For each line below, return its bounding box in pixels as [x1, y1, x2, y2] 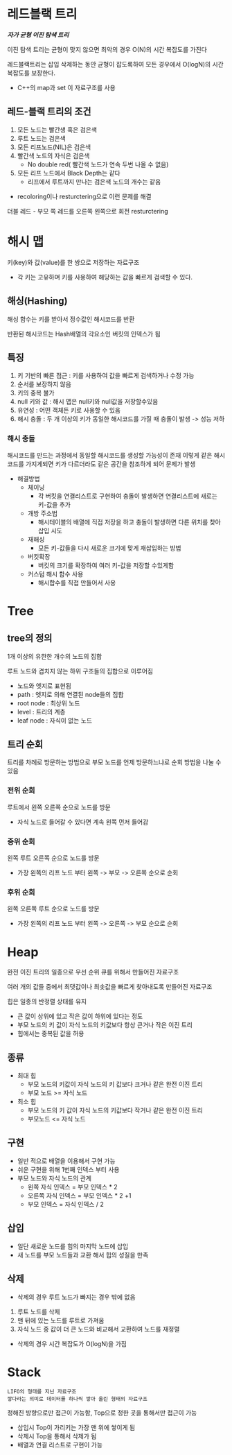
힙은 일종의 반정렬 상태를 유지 [7, 997, 87, 1006]
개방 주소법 [27, 509, 57, 517]
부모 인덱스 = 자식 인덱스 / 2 [27, 1200, 104, 1208]
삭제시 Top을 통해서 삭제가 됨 [17, 1432, 97, 1440]
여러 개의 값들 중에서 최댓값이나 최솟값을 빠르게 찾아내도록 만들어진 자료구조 [7, 983, 213, 991]
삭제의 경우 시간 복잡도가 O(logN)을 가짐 [17, 1339, 127, 1348]
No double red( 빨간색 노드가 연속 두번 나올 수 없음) [27, 160, 169, 169]
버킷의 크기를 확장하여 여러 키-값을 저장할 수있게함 [37, 561, 175, 569]
